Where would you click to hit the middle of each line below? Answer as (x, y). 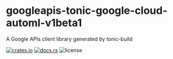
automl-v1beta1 (44, 23)
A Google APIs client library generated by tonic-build (69, 39)
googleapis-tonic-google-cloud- (87, 11)
